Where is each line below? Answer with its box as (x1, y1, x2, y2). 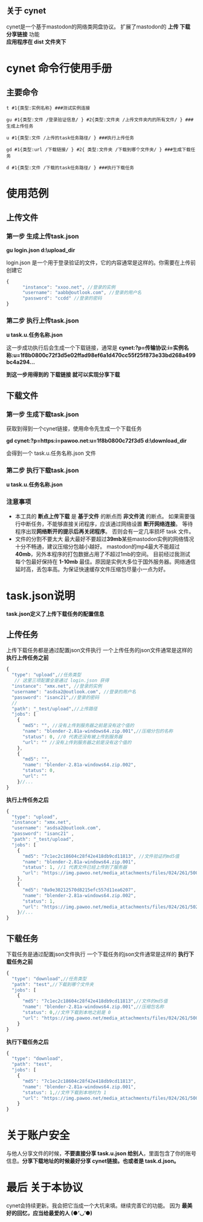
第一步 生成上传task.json (6, 232, 79, 241)
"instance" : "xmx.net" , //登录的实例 (11, 683, 102, 690)
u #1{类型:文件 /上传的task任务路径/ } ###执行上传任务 (6, 135, 135, 141)
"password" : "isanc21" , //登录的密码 (11, 694, 100, 701)
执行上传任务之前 (6, 654, 49, 661)
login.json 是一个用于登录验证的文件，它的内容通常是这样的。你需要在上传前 (6, 259, 196, 266)
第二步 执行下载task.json (6, 466, 79, 474)
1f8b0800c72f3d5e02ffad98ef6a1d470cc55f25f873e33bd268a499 (20, 351, 196, 359)
